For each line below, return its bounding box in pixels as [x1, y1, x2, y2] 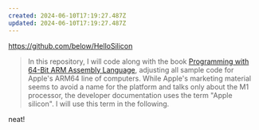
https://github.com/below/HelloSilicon [8, 41, 133, 50]
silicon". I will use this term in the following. [27, 99, 170, 108]
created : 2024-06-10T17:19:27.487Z [8, 11, 127, 20]
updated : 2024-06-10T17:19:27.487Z [8, 19, 127, 27]
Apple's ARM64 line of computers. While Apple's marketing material [27, 73, 252, 83]
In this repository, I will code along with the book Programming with [27, 57, 249, 66]
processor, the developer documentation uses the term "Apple [27, 90, 233, 100]
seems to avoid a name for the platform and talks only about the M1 [27, 81, 249, 92]
